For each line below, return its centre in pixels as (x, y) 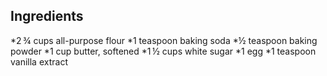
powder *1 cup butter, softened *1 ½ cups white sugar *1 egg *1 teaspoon (163, 51)
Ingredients (47, 16)
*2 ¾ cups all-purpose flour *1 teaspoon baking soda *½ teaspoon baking (164, 40)
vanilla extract (39, 61)
